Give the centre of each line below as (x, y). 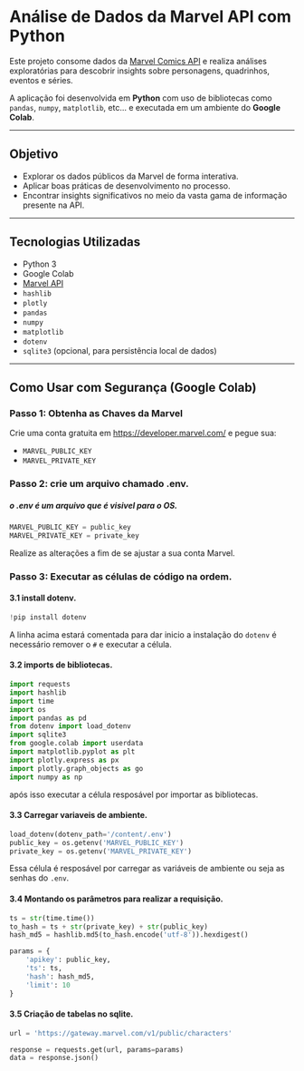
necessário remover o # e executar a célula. (90, 644)
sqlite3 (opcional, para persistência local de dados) (119, 350)
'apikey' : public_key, (68, 960)
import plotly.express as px (64, 760)
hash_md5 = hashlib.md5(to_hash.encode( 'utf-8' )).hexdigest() (129, 935)
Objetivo (34, 155)
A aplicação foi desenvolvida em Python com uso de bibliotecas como (141, 98)
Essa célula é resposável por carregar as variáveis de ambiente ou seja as (147, 869)
